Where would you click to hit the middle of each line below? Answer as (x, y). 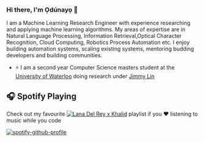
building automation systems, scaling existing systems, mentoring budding (100, 49)
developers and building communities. (54, 55)
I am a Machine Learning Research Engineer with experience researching (98, 23)
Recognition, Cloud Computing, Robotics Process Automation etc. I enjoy (98, 43)
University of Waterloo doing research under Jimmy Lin (85, 76)
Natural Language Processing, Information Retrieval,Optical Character (94, 36)
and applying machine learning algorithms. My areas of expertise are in (96, 29)
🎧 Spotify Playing (42, 96)
